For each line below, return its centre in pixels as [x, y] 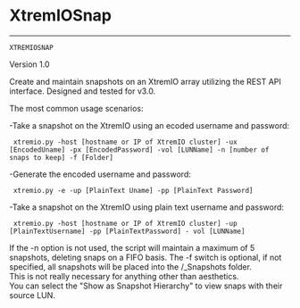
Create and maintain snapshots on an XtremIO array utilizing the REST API [145, 81]
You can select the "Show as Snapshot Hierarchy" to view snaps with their [146, 286]
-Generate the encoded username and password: [100, 174]
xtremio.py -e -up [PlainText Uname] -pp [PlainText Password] [133, 190]
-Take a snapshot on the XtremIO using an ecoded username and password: [150, 125]
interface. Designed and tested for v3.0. [83, 91]
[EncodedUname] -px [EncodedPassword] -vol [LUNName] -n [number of [139, 150]
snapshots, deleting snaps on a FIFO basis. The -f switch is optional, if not [146, 257]
